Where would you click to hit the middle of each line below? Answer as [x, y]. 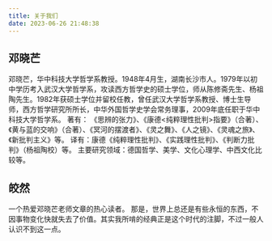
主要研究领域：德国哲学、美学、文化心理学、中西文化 [166, 150]
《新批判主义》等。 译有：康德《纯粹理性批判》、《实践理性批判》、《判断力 [128, 140]
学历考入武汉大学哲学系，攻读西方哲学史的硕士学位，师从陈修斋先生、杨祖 [139, 89]
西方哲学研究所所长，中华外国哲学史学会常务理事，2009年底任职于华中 [141, 109]
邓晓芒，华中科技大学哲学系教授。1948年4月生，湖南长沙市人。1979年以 [130, 79]
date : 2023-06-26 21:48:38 [54, 23]
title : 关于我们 [33, 16]
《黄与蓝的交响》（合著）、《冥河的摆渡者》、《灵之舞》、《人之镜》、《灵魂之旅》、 [134, 129]
